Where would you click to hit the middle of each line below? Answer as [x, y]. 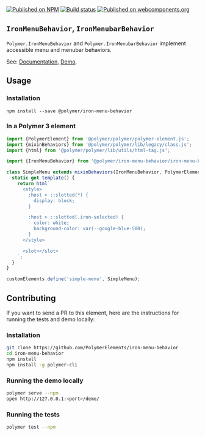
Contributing [31, 298]
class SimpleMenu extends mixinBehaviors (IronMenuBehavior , [85, 172]
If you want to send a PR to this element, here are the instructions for [93, 313]
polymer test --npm [31, 427]
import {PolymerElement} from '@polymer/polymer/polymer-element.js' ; [98, 139]
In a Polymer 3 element [41, 126]
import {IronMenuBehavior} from [47, 161]
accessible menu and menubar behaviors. [59, 49]
